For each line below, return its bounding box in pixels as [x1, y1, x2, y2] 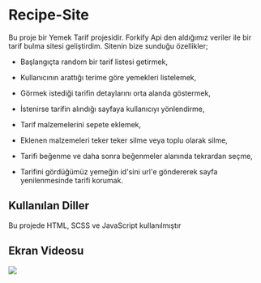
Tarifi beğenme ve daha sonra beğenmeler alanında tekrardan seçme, [19, 151, 253, 161]
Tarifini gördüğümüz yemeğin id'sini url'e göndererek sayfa [19, 166, 218, 176]
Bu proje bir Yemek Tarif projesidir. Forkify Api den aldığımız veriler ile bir [8, 32, 252, 42]
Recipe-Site [8, 6, 89, 24]
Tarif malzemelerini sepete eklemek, [19, 119, 142, 129]
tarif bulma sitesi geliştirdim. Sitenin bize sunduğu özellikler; [8, 41, 208, 50]
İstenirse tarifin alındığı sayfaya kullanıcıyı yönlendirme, [19, 104, 205, 114]
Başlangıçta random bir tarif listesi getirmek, [19, 57, 169, 66]
